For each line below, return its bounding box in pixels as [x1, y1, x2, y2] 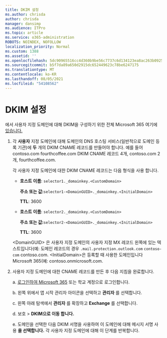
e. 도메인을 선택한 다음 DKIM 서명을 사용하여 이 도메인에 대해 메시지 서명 [12, 321, 153, 327]
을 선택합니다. [17, 327, 45, 333]
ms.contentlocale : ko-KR [5, 72, 57, 77]
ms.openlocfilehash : [5, 58, 48, 63]
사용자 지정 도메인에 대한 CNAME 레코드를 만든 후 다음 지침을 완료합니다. [12, 269, 155, 274]
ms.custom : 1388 [5, 49, 39, 54]
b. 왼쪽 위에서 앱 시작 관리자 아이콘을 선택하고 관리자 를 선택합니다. [12, 289, 143, 295]
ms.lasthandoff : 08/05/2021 [5, 76, 64, 81]
